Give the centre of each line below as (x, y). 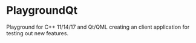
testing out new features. (37, 33)
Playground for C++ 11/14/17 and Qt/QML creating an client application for (98, 27)
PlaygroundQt (42, 10)
